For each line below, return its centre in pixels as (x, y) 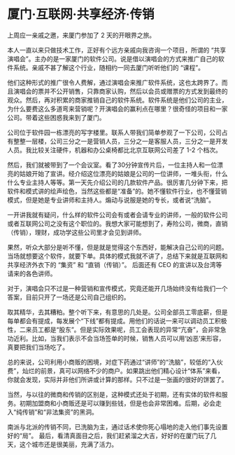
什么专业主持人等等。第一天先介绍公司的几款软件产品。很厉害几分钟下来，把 (117, 182)
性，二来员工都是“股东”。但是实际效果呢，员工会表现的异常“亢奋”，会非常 (114, 330)
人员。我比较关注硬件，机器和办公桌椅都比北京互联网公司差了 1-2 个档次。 (115, 150)
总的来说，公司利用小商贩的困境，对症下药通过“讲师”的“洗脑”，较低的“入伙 (115, 362)
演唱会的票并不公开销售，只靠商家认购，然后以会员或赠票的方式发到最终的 (120, 91)
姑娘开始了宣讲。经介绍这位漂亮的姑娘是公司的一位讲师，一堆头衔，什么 (123, 173)
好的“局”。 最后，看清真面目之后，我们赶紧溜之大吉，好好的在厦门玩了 (109, 435)
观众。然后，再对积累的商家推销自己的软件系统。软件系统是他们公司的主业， (117, 100)
